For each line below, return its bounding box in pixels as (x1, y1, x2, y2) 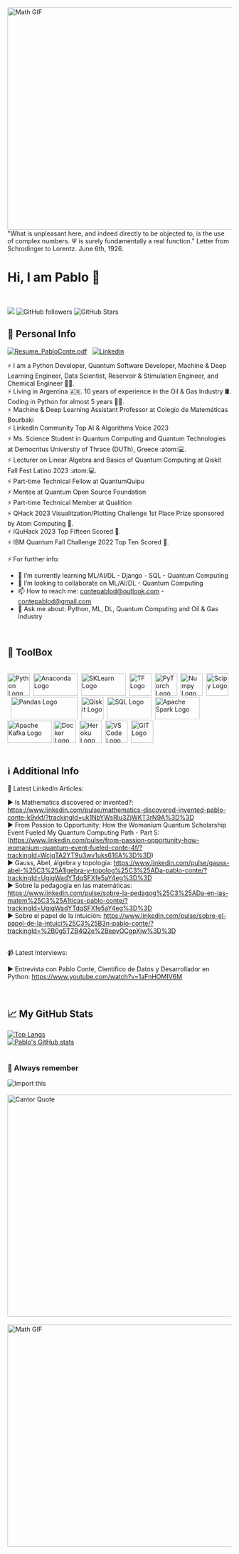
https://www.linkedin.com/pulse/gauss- (113, 859, 230, 867)
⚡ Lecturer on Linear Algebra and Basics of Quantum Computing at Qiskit (7, 455, 222, 464)
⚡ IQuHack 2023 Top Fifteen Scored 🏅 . (7, 527, 121, 536)
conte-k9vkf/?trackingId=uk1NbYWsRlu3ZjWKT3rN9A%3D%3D (7, 813, 194, 822)
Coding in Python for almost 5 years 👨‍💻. (7, 397, 124, 406)
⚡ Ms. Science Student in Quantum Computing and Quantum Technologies (7, 434, 226, 443)
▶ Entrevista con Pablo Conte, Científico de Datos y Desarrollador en (7, 965, 210, 973)
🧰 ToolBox (7, 647, 53, 659)
